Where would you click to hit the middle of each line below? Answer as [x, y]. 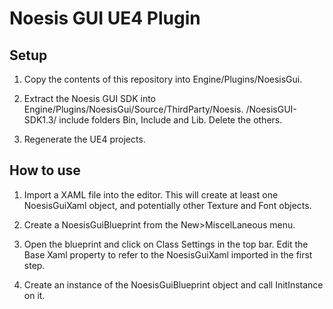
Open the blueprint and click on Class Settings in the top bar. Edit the [166, 244]
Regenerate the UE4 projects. [84, 139]
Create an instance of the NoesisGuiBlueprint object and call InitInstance [173, 284]
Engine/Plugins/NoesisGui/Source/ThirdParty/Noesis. [133, 109]
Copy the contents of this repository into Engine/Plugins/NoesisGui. [163, 79]
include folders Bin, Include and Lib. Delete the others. [170, 120]
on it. [34, 295]
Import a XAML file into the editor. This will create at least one [151, 194]
